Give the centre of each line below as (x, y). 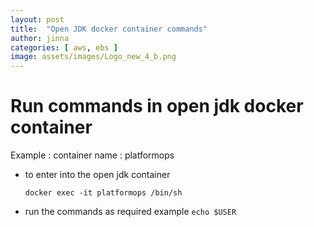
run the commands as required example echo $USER (130, 212)
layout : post (37, 19)
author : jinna (40, 38)
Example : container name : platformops (92, 155)
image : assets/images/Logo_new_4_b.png (93, 57)
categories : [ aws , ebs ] (64, 47)
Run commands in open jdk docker (157, 106)
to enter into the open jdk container (97, 175)
